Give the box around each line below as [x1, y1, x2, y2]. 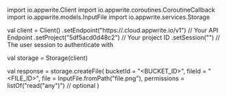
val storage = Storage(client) [7, 54, 88, 62]
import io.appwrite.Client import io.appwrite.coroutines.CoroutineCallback [7, 6, 215, 14]
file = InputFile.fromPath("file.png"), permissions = [41, 74, 185, 82]
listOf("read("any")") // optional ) [7, 82, 99, 89]
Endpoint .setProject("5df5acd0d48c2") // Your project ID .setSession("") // [7, 33, 221, 42]
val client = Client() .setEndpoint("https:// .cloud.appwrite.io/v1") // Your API [7, 27, 219, 34]
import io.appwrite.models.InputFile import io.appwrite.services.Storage [7, 13, 211, 21]
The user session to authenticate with [7, 41, 114, 48]
